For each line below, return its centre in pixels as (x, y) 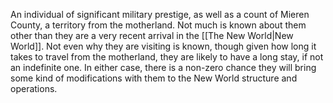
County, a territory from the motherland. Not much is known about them (158, 25)
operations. (34, 88)
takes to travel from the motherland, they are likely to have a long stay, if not (167, 57)
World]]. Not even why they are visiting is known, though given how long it (163, 46)
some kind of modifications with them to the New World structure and (154, 78)
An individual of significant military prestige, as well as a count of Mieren (160, 14)
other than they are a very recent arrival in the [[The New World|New (152, 35)
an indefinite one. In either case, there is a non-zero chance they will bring (163, 67)
